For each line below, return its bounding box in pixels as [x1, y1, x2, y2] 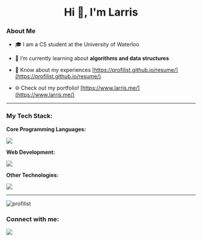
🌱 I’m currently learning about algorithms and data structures [14, 55, 170, 62]
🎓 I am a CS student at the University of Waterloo [14, 41, 139, 48]
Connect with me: [6, 215, 60, 223]
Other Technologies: [6, 171, 59, 178]
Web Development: [6, 148, 55, 156]
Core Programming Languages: [6, 126, 86, 133]
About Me [6, 27, 36, 35]
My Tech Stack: [6, 112, 53, 120]
